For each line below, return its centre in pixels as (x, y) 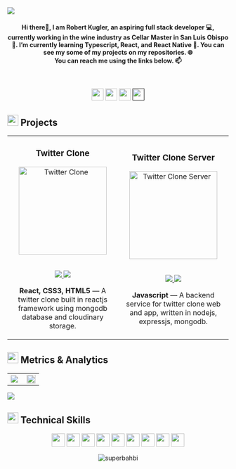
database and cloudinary (63, 317)
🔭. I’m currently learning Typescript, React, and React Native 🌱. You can (118, 44)
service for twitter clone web (173, 304)
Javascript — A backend (173, 295)
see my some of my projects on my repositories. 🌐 (118, 52)
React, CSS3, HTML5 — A (63, 290)
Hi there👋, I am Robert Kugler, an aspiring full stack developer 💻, (118, 27)
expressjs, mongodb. (173, 321)
